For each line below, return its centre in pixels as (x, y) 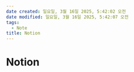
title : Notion (23, 33)
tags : (13, 22)
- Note (19, 28)
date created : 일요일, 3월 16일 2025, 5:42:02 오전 (66, 11)
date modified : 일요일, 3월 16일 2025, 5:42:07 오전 (67, 17)
